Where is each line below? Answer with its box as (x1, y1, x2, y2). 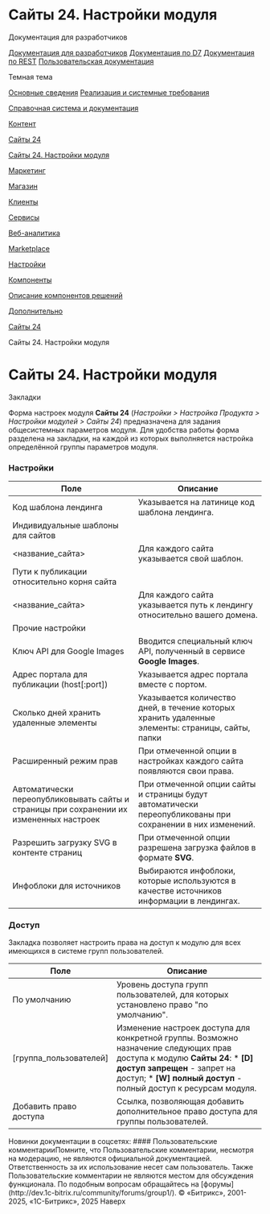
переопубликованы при (137, 809, 231, 820)
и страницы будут (137, 789, 208, 800)
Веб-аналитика (8, 228, 60, 238)
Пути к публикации (12, 566, 88, 578)
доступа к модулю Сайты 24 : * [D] (116, 1053, 254, 1064)
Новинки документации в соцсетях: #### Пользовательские (8, 1137, 218, 1146)
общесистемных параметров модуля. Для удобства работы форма (8, 425, 239, 434)
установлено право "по (116, 999, 209, 1010)
